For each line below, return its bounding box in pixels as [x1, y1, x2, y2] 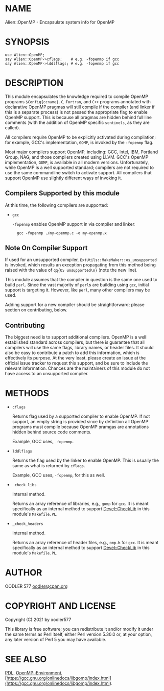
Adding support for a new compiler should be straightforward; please [5, 302, 145, 308]
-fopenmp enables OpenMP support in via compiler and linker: [12, 221, 136, 227]
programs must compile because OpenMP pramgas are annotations [12, 424, 149, 430]
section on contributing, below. [5, 307, 68, 313]
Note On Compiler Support [5, 244, 88, 252]
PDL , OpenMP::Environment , [5, 670, 63, 676]
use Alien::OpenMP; [5, 52, 45, 57]
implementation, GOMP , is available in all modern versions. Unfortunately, [5, 159, 149, 165]
